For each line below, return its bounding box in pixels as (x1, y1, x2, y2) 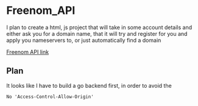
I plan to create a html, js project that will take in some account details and (6, 24, 193, 31)
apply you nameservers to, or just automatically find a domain (6, 36, 161, 44)
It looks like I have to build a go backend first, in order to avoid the (6, 82, 172, 89)
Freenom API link (6, 48, 49, 55)
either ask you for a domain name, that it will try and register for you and (6, 30, 188, 37)
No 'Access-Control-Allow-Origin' (6, 93, 94, 100)
